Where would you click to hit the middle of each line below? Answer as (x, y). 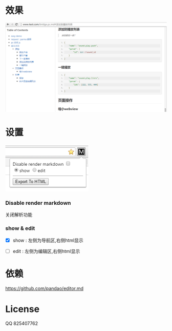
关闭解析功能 (19, 215)
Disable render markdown (38, 203)
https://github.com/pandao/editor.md (44, 288)
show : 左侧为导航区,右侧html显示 (48, 240)
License (23, 309)
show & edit (20, 228)
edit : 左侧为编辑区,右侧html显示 (46, 251)
